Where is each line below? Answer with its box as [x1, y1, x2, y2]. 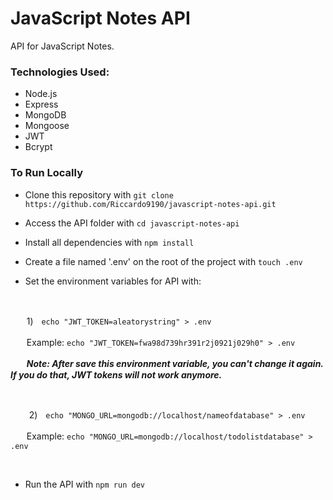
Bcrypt [24, 141, 53, 153]
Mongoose [24, 120, 70, 132]
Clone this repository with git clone [24, 188, 174, 201]
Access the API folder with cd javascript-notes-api [24, 217, 240, 229]
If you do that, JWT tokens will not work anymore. [10, 368, 223, 381]
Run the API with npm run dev [24, 478, 145, 490]
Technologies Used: [10, 65, 110, 79]
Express [24, 98, 59, 111]
